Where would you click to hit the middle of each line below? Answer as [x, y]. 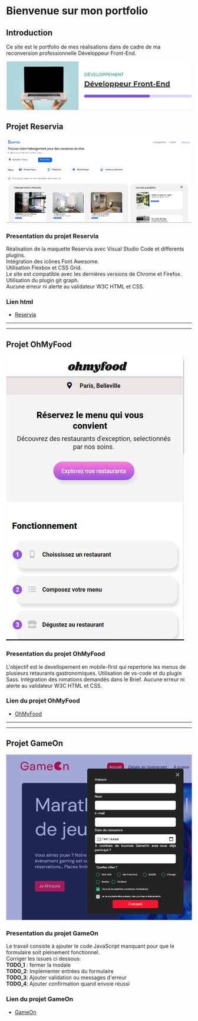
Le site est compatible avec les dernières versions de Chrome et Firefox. [94, 274]
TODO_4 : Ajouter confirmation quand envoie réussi [68, 984]
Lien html [20, 302]
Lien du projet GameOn [40, 999]
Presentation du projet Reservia [52, 236]
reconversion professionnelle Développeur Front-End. [71, 53]
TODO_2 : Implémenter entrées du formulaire [60, 971]
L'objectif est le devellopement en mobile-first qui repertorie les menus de [96, 666]
